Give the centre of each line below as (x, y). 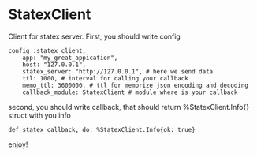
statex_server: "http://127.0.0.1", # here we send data (118, 71)
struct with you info (39, 115)
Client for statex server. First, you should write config (95, 36)
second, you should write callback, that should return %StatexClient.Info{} (129, 107)
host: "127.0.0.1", (54, 65)
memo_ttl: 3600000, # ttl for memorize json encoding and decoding (135, 85)
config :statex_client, (47, 50)
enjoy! (18, 144)
